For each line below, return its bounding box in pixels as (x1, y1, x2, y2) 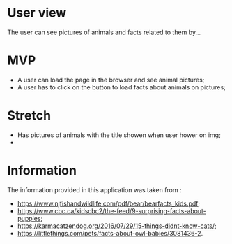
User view (7, 5, 67, 21)
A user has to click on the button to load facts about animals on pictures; (17, 82, 226, 92)
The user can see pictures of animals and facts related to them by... (7, 28, 201, 36)
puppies (17, 214, 41, 222)
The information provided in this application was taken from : (7, 185, 182, 194)
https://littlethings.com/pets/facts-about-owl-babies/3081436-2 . (17, 229, 203, 237)
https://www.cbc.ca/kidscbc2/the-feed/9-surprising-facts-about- (17, 206, 207, 215)
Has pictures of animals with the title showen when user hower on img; (17, 131, 221, 139)
